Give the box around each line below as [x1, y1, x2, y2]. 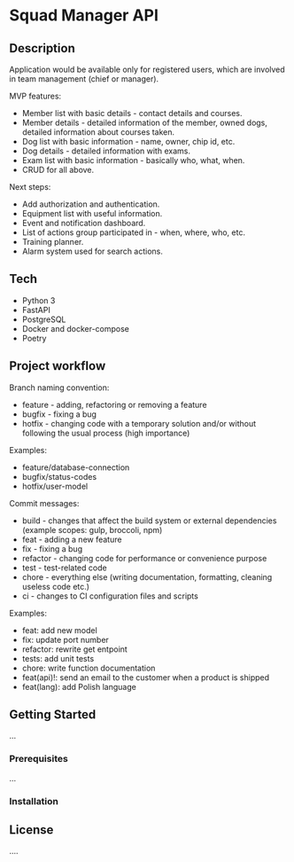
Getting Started [9, 707, 97, 723]
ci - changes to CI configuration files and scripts [21, 591, 199, 601]
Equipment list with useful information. [21, 208, 163, 218]
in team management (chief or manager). [9, 74, 159, 84]
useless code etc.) [21, 581, 90, 592]
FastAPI [21, 304, 50, 315]
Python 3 [21, 294, 56, 306]
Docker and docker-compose [21, 323, 130, 333]
